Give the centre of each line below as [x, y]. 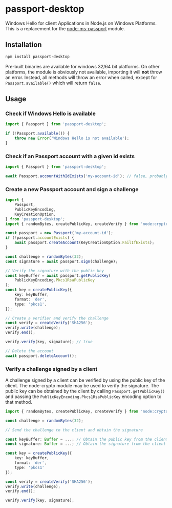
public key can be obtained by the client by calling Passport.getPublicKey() [85, 391]
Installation [24, 45]
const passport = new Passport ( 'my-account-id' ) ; [59, 233]
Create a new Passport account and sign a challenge [72, 189]
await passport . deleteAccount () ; [41, 356]
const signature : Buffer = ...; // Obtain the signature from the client [86, 444]
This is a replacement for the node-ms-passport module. [65, 28]
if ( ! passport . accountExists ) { [40, 238]
